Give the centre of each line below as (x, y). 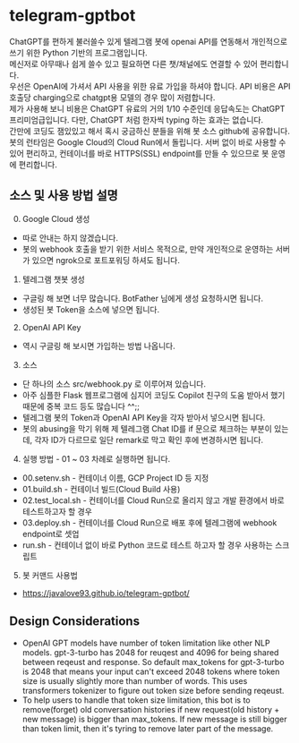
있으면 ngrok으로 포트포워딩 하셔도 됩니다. (106, 260)
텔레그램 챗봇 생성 (53, 279)
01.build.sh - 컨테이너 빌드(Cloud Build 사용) (101, 489)
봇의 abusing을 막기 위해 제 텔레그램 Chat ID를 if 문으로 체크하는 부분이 (147, 428)
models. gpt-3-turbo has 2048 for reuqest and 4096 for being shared (150, 652)
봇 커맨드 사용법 (50, 575)
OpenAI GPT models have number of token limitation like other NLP (146, 643)
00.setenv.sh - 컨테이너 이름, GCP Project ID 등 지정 (115, 478)
